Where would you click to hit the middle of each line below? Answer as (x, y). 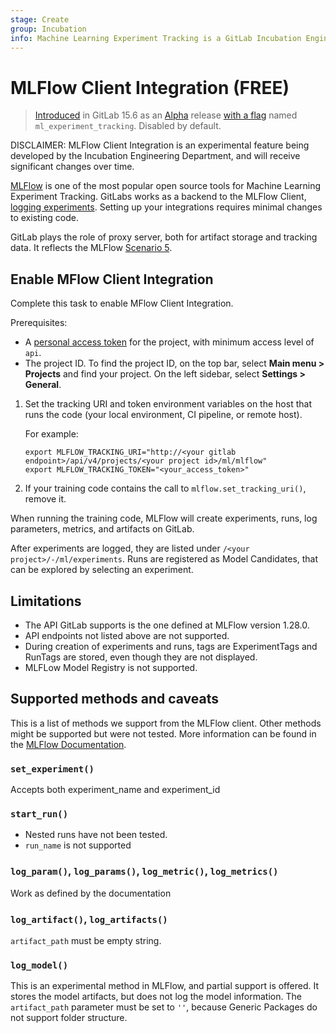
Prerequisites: (39, 323)
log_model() (39, 965)
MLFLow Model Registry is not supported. (111, 667)
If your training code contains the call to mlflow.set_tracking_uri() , (165, 488)
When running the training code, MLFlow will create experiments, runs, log (164, 518)
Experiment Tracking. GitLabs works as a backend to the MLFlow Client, (158, 197)
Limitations (46, 601)
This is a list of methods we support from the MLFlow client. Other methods (166, 723)
